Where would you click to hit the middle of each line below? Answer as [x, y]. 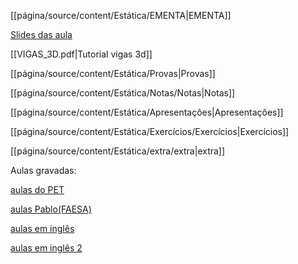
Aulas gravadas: [43, 170]
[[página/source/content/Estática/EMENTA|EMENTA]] [121, 15]
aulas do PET [37, 189]
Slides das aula [41, 34]
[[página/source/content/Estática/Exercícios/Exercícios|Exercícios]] [150, 131]
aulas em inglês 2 [46, 248]
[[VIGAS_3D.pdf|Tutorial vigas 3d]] [81, 54]
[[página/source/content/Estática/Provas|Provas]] [113, 73]
